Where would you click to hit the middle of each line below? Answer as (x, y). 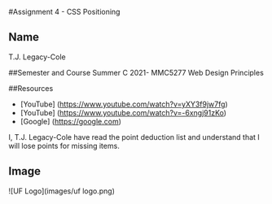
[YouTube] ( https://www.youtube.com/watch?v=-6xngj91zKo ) (123, 112)
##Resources (31, 88)
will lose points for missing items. (64, 145)
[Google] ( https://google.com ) (71, 121)
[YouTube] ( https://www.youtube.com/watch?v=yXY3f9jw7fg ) (124, 104)
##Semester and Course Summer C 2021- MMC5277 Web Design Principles (136, 72)
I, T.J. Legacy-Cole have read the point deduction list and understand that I (134, 137)
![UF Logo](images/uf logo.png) (62, 191)
